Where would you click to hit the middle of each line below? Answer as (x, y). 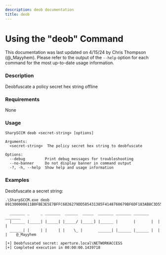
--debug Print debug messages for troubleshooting (72, 159)
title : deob (17, 14)
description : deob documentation (40, 10)
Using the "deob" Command (64, 39)
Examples (17, 180)
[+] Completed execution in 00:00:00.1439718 (53, 248)
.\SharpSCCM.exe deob (27, 200)
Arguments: (16, 142)
